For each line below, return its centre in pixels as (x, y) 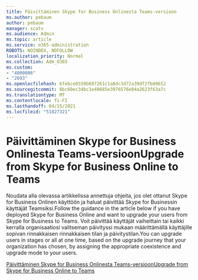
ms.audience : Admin (30, 34)
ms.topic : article (29, 39)
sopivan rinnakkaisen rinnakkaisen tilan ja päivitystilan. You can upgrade (94, 234)
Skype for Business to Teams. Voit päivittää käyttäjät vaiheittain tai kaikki (95, 221)
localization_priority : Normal (45, 56)
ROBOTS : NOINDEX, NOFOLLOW (40, 51)
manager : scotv (25, 28)
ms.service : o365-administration (48, 45)
